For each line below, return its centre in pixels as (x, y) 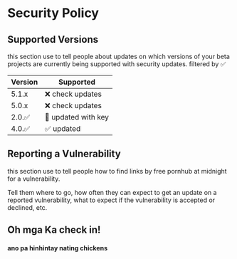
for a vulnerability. (34, 179)
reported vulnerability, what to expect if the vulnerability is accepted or (111, 200)
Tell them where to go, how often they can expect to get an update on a (112, 192)
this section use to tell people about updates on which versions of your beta (118, 56)
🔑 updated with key (77, 117)
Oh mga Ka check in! (54, 230)
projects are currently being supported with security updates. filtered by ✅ (117, 64)
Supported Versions (53, 39)
